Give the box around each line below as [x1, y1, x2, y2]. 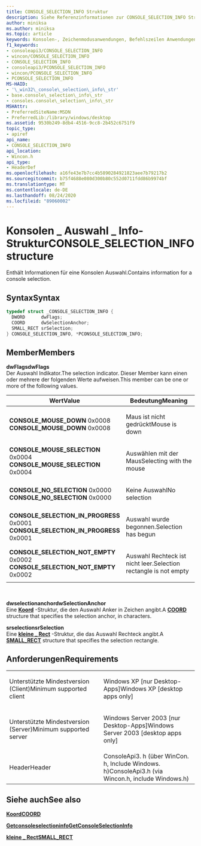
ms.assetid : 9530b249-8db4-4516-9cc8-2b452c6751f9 [6, 120, 135, 126]
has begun [126, 530, 156, 539]
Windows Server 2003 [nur [103, 714, 181, 722]
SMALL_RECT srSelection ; [11, 325, 74, 331]
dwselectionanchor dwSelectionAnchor [6, 599, 106, 607]
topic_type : [6, 126, 36, 132]
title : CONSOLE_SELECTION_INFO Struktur [6, 8, 109, 15]
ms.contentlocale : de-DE [6, 187, 68, 193]
